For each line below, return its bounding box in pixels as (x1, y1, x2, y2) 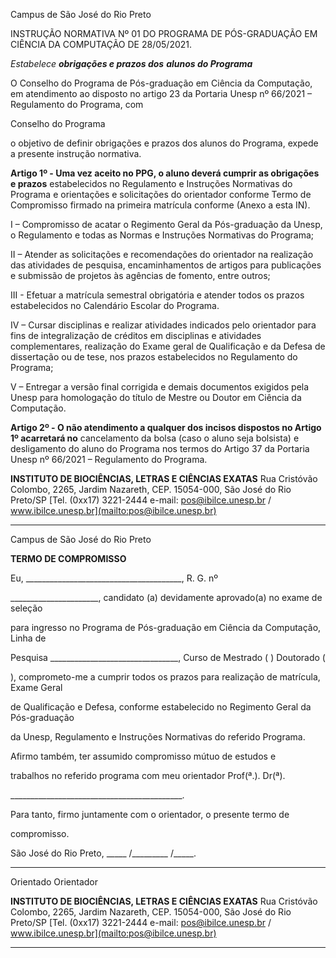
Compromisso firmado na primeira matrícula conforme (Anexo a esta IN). (10, 199, 311, 211)
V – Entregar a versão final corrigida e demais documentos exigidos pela (10, 381, 310, 393)
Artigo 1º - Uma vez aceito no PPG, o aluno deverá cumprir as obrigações (10, 167, 320, 179)
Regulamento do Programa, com (10, 99, 144, 110)
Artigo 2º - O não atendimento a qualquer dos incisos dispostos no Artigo (10, 422, 322, 433)
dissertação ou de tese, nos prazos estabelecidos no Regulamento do (10, 351, 298, 363)
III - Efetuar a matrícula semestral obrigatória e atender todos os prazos (10, 289, 305, 301)
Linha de (10, 632, 47, 644)
